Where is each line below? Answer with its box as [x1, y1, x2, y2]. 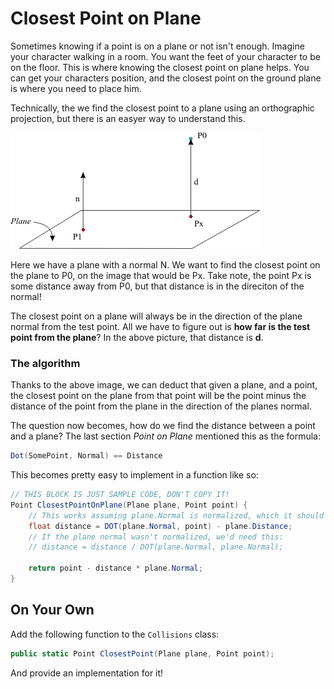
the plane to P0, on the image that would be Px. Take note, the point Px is [10, 269, 312, 281]
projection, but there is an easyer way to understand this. [10, 112, 246, 124]
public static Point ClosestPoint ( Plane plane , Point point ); [10, 648, 275, 659]
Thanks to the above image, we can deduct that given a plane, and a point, [10, 379, 318, 391]
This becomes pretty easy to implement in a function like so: [10, 469, 259, 481]
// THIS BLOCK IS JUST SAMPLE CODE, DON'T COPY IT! [10, 490, 230, 500]
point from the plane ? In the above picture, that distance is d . [10, 331, 264, 343]
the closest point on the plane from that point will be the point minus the [10, 390, 307, 402]
